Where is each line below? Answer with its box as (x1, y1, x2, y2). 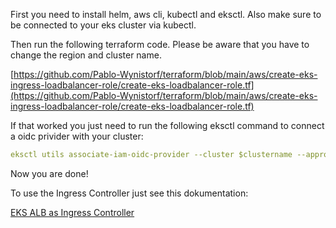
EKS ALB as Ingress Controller (10, 206, 135, 218)
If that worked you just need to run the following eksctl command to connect (10, 120, 325, 131)
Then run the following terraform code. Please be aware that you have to (10, 39, 310, 50)
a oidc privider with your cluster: (10, 130, 144, 142)
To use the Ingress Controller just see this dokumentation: (10, 187, 249, 199)
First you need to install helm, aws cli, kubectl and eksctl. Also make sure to (10, 9, 322, 20)
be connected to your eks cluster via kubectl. (10, 19, 197, 31)
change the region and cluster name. (10, 49, 162, 61)
